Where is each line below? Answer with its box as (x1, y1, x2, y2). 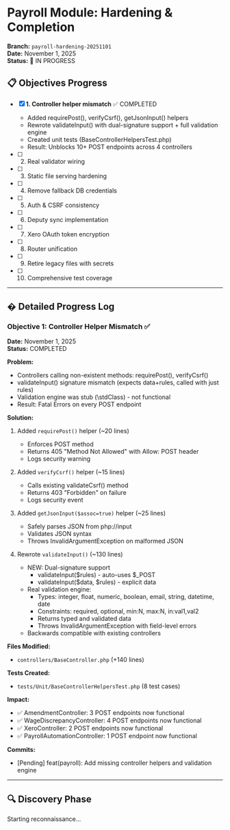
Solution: (7, 413, 34, 422)
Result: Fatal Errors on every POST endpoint (16, 400, 142, 408)
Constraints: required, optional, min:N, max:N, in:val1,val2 (37, 607, 199, 615)
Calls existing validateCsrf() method (27, 481, 129, 489)
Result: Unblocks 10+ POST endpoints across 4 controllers (27, 143, 193, 151)
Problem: (7, 358, 34, 366)
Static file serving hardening (27, 171, 107, 180)
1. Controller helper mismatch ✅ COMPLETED (25, 99, 157, 108)
